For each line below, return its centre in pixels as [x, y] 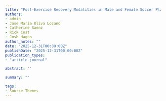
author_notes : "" [23, 42]
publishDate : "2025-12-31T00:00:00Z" [44, 50]
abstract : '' [19, 69]
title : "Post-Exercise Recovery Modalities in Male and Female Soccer [79, 10]
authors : [14, 14]
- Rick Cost [17, 32]
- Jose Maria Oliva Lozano [33, 23]
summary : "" [17, 77]
